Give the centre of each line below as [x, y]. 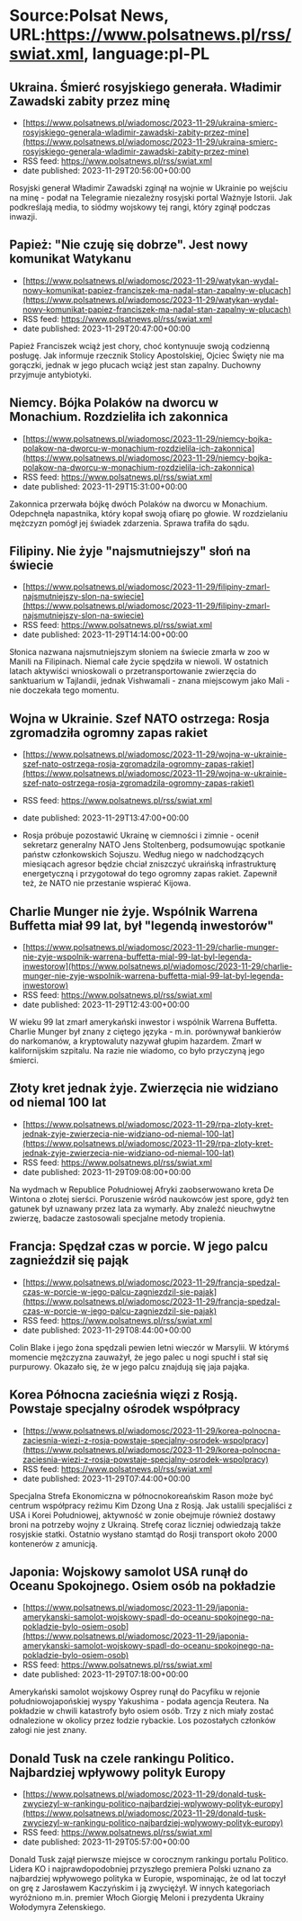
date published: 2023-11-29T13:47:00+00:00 [106, 818]
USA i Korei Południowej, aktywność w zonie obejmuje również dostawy [142, 1515]
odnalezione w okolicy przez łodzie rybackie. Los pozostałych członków [143, 1720]
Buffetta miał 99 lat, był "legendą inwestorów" [142, 925]
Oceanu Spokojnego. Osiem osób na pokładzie [142, 1586]
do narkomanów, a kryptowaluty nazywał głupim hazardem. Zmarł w [136, 1041]
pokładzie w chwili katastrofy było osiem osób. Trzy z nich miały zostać [142, 1711]
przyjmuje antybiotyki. [51, 374]
